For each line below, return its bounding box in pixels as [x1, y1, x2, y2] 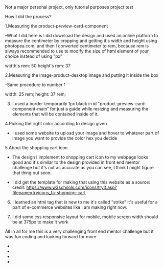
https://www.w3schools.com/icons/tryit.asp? [26, 184, 117, 190]
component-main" [12, 106, 49, 112]
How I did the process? [5, 14, 52, 19]
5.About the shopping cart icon [5, 145, 68, 151]
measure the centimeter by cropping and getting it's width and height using [5, 38, 158, 44]
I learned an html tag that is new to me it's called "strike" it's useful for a [12, 199, 158, 205]
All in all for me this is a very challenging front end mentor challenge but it [5, 228, 154, 234]
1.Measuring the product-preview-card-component [5, 23, 108, 29]
